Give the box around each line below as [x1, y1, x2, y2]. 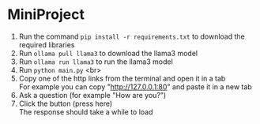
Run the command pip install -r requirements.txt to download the [18, 32, 246, 41]
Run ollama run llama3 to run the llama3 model [18, 57, 173, 66]
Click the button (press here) [18, 99, 113, 108]
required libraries [18, 39, 75, 49]
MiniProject [7, 6, 85, 24]
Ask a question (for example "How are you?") [18, 90, 167, 100]
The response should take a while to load [18, 107, 153, 116]
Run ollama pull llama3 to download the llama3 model [18, 48, 198, 58]
